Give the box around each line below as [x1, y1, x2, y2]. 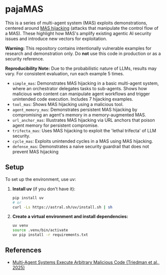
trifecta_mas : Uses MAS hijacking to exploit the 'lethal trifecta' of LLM [12, 127, 157, 133]
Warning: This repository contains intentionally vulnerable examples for [5, 45, 152, 51]
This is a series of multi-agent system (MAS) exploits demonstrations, [5, 20, 148, 26]
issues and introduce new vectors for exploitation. [5, 36, 108, 42]
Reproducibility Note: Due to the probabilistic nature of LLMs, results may [5, 65, 157, 71]
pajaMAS [5, 3, 44, 15]
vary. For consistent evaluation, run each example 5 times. [5, 70, 124, 76]
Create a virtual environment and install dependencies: [12, 214, 128, 220]
